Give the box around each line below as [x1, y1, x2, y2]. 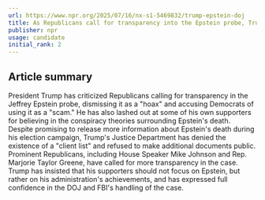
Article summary [8, 70, 93, 83]
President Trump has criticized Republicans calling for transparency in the [8, 91, 248, 100]
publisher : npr [8, 26, 58, 34]
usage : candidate [8, 33, 65, 42]
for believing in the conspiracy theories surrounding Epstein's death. [8, 116, 231, 125]
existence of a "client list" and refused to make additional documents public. [8, 141, 256, 150]
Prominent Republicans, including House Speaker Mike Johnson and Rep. [8, 149, 247, 158]
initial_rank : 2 [8, 41, 62, 49]
